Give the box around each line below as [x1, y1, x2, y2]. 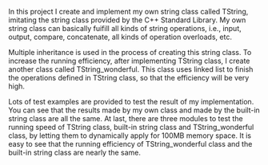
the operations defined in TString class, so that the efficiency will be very [8, 73, 250, 82]
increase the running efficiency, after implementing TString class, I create [8, 56, 250, 65]
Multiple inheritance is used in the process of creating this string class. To [8, 48, 252, 57]
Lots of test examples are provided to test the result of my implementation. [8, 97, 254, 106]
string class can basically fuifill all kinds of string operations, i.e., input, [8, 24, 242, 33]
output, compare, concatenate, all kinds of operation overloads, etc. [8, 32, 232, 41]
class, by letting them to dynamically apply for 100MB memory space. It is [8, 131, 252, 140]
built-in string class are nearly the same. [8, 147, 142, 157]
